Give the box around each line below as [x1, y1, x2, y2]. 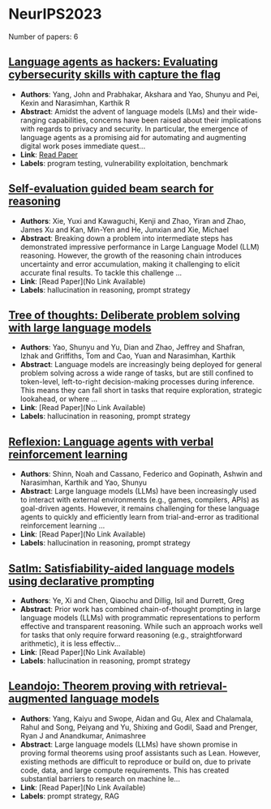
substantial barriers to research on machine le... [19, 773, 181, 783]
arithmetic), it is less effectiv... [19, 639, 121, 648]
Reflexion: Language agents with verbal [8, 434, 213, 448]
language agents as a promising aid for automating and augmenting [19, 132, 247, 142]
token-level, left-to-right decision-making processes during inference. [19, 377, 255, 387]
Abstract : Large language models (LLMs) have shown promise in [19, 739, 238, 749]
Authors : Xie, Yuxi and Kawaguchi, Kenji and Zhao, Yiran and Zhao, [19, 216, 246, 225]
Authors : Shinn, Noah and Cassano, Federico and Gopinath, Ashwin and [19, 469, 263, 479]
